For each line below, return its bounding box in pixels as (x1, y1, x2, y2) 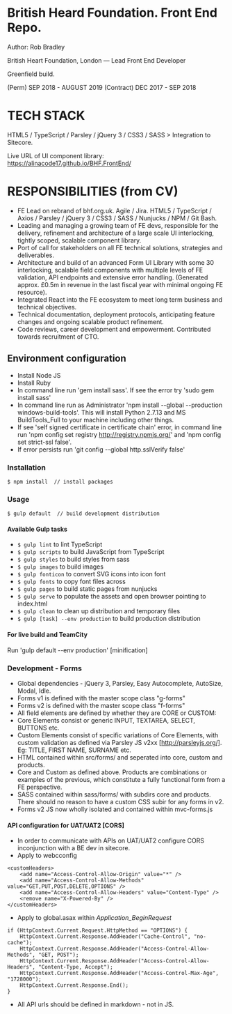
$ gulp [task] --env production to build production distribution (17, 615, 201, 623)
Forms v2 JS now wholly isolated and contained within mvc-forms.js (17, 805, 213, 813)
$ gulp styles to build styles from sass (17, 555, 130, 564)
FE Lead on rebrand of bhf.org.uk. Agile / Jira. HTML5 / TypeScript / (17, 206, 212, 215)
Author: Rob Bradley (7, 43, 65, 51)
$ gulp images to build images (17, 562, 104, 571)
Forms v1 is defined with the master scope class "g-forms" (17, 693, 185, 702)
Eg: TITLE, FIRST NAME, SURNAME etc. (17, 746, 132, 754)
